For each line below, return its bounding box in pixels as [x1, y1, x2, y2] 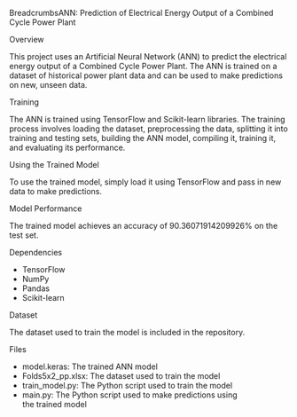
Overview [9, 35, 44, 44]
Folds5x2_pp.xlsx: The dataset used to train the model [21, 371, 221, 381]
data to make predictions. [9, 186, 103, 196]
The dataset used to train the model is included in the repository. [9, 327, 246, 337]
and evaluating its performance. [9, 142, 126, 153]
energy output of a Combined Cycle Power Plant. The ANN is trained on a [9, 61, 277, 71]
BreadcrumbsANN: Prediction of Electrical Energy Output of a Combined [9, 8, 274, 18]
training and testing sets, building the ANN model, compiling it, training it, [9, 133, 277, 143]
